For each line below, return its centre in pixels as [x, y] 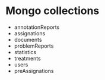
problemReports [34, 46]
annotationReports [37, 27]
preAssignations [34, 71]
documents [28, 39]
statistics [25, 52]
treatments [27, 58]
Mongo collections [52, 11]
